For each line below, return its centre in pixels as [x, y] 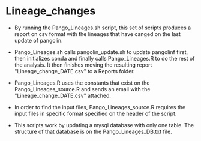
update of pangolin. [39, 40]
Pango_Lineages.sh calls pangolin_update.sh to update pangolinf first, [101, 52]
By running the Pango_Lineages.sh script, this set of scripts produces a [103, 28]
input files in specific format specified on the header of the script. [95, 113]
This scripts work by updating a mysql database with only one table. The [104, 125]
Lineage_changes [51, 11]
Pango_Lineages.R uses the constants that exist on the [82, 83]
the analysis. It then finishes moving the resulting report [83, 65]
